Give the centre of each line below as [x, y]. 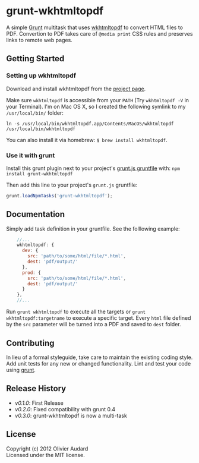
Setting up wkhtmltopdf [41, 75]
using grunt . [21, 370]
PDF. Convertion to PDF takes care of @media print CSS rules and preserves [99, 33]
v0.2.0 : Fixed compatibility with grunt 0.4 [65, 409]
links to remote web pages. [39, 40]
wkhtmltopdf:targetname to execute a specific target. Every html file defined [99, 318]
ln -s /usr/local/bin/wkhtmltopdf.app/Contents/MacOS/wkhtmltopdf [90, 124]
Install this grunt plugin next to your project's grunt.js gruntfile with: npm [93, 168]
